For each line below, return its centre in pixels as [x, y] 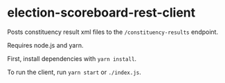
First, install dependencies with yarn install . [72, 58]
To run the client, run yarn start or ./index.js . [74, 72]
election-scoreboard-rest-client [101, 13]
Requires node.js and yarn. [45, 45]
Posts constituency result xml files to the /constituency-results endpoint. [113, 32]
